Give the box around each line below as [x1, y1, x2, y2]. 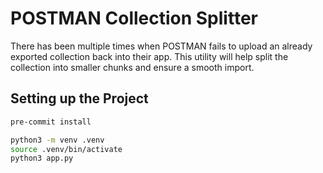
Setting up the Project [10, 90, 149, 107]
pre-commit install [10, 117, 92, 127]
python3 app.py [10, 153, 74, 164]
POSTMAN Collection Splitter [10, 7, 258, 30]
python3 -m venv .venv [10, 135, 105, 145]
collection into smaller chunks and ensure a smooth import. [10, 61, 255, 73]
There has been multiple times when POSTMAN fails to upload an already [10, 40, 313, 52]
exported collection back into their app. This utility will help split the [10, 50, 289, 62]
